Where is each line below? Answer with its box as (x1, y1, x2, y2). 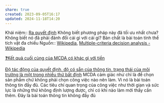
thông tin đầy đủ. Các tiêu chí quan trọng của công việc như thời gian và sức (5, 82, 159, 88)
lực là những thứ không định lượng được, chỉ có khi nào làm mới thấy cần (5, 87, 152, 93)
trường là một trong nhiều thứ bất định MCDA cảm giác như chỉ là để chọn (5, 72, 154, 77)
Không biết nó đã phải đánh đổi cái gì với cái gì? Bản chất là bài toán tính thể (5, 35, 159, 41)
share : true (5, 7, 29, 12)
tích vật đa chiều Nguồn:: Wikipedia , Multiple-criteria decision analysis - (5, 40, 151, 46)
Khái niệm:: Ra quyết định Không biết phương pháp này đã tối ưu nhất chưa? (5, 30, 159, 36)
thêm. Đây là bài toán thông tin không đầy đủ (5, 93, 96, 99)
